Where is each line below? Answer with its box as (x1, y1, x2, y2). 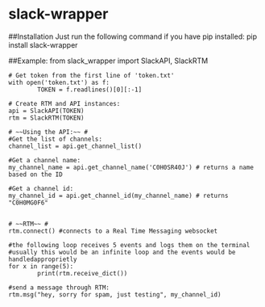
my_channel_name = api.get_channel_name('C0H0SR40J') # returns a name (8, 163, 254, 171)
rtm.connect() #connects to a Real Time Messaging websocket (8, 227, 218, 235)
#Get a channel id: (8, 184, 74, 192)
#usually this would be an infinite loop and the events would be (8, 248, 236, 256)
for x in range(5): (8, 262, 74, 271)
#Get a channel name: (8, 156, 81, 164)
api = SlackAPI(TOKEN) (8, 107, 85, 115)
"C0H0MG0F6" (8, 199, 48, 207)
